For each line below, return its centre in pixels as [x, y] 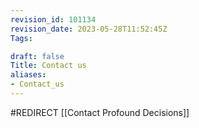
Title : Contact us [48, 66]
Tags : [21, 38]
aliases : [28, 75]
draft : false [37, 56]
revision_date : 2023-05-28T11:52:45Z [89, 29]
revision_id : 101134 [53, 19]
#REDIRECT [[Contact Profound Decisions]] [100, 112]
